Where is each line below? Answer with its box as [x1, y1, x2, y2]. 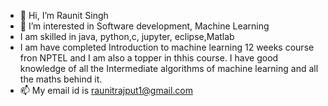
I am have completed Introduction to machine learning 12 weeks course [19, 41, 315, 53]
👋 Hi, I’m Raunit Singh [19, 10, 109, 21]
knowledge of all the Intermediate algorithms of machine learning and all [19, 63, 319, 74]
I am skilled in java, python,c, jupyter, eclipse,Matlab [19, 31, 235, 42]
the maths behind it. [19, 73, 103, 85]
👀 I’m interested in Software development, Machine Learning [19, 20, 270, 32]
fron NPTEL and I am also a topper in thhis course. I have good [19, 52, 279, 64]
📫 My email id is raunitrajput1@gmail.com [19, 85, 193, 96]
